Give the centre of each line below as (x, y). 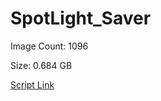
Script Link (32, 84)
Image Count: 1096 (49, 46)
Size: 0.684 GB (41, 65)
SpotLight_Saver (81, 18)
